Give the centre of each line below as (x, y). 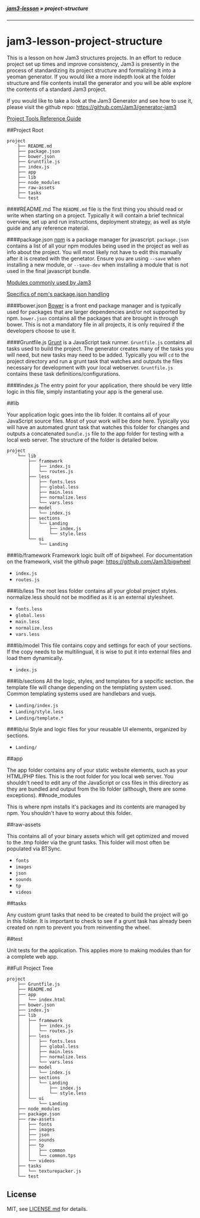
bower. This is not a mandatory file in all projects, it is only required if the (96, 324)
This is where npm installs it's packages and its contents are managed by (96, 807)
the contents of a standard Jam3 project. (57, 89)
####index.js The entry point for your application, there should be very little (99, 385)
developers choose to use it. (42, 331)
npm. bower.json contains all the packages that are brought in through (93, 318)
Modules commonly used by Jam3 (49, 283)
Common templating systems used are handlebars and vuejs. (82, 693)
